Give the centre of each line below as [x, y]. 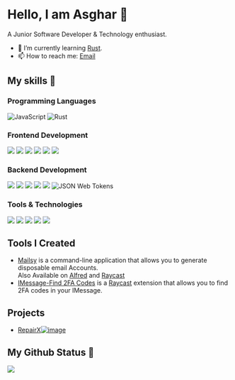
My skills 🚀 [31, 81]
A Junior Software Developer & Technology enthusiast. [87, 34]
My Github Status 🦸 [51, 352]
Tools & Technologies [45, 205]
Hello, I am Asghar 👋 [68, 15]
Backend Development [47, 170]
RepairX [29, 330]
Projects [26, 313]
